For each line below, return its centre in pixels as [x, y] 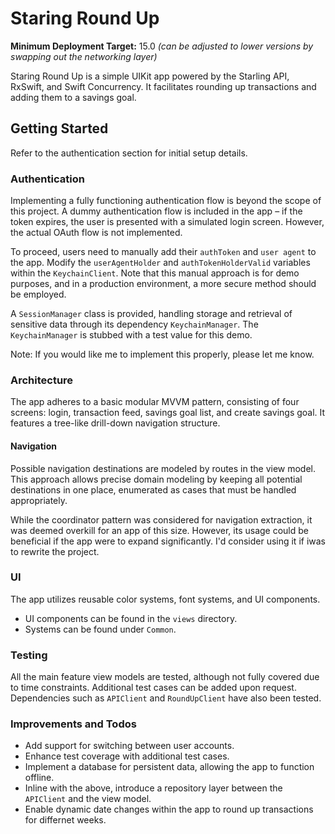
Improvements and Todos [73, 724]
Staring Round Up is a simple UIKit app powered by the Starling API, [150, 76]
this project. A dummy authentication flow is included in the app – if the [156, 211]
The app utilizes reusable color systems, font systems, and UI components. [165, 599]
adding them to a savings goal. [73, 97]
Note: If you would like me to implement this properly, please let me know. [162, 354]
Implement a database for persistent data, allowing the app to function [169, 767]
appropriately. [39, 500]
